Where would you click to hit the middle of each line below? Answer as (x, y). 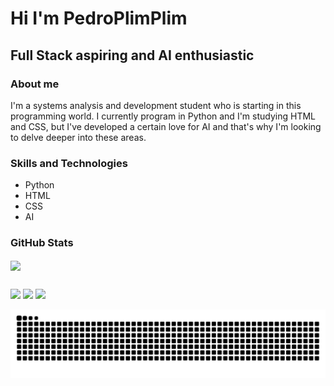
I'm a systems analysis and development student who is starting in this (156, 105)
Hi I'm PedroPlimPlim (99, 18)
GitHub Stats (42, 243)
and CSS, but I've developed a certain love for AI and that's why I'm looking (166, 126)
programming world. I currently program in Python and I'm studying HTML (163, 116)
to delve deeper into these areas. (78, 137)
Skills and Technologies (69, 163)
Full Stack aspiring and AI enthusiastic (132, 55)
